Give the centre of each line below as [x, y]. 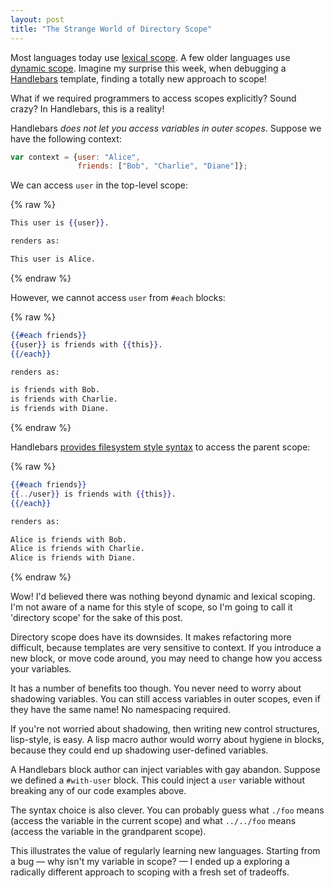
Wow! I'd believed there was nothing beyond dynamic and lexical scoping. [163, 597]
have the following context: [66, 138]
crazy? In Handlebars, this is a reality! [87, 108]
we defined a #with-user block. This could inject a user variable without [157, 780]
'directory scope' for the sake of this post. [96, 618]
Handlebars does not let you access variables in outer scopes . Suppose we [166, 128]
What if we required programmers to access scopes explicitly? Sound [153, 98]
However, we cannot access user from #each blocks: [118, 297]
